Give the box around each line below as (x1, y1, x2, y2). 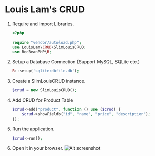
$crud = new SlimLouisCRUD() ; (12, 88, 77, 93)
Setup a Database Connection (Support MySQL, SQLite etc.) (12, 59, 140, 65)
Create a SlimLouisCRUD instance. (12, 78, 86, 84)
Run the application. (12, 126, 55, 132)
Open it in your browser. (12, 145, 64, 151)
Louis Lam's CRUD (5, 4, 85, 15)
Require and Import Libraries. (12, 21, 74, 27)
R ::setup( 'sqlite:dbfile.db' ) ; (12, 68, 80, 74)
